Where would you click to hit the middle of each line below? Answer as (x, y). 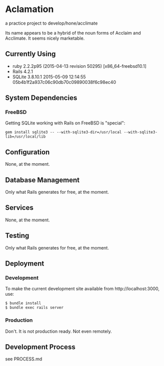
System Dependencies (41, 98)
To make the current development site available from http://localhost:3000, (82, 289)
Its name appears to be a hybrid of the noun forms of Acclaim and (73, 33)
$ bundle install (23, 303)
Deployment (25, 264)
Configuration (27, 152)
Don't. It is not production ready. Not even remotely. (58, 331)
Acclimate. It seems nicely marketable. (45, 38)
